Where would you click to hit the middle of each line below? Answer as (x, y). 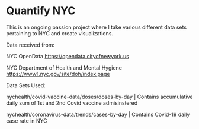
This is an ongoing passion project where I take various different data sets (97, 27)
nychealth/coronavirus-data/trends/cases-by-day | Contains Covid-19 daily (98, 114)
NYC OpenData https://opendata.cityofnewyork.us (68, 56)
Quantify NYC (41, 11)
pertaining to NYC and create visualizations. (60, 33)
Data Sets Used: (26, 85)
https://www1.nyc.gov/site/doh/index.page (58, 74)
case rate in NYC (27, 120)
